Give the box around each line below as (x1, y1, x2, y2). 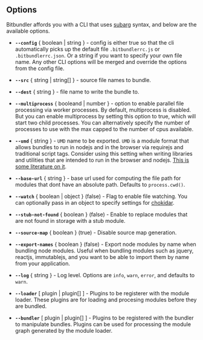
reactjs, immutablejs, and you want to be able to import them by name (14, 253, 189, 260)
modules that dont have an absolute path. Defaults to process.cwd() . (14, 181, 185, 188)
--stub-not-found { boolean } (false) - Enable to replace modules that (14, 211, 188, 218)
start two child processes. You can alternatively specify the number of (14, 119, 190, 126)
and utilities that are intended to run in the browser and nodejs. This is (14, 156, 189, 164)
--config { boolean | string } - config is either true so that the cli (14, 39, 174, 46)
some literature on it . (14, 162, 67, 170)
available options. (6, 27, 50, 34)
